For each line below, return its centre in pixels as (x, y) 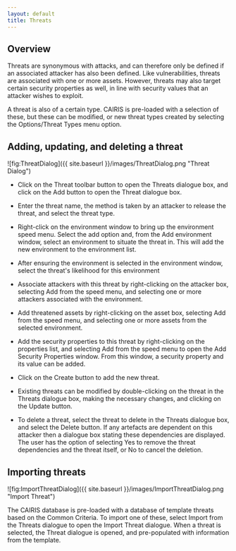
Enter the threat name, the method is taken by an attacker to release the (122, 206)
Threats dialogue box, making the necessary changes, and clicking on (119, 399)
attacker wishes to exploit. (45, 96)
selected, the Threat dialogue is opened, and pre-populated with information (118, 532)
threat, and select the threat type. (66, 213)
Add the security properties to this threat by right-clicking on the (111, 342)
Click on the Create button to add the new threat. (88, 378)
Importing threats (46, 472)
